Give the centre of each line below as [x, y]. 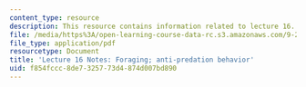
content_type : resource [55, 18]
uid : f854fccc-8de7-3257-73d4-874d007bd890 [93, 69]
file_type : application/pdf [63, 43]
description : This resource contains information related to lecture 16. [153, 26]
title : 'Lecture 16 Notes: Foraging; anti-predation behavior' [132, 60]
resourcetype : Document [55, 52]
